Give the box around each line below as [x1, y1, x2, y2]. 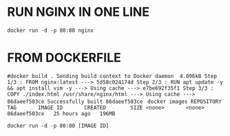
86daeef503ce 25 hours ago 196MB [7, 110, 116, 117]
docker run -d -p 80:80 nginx [7, 27, 94, 34]
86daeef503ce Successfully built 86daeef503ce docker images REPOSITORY [7, 98, 222, 105]
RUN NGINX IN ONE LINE [7, 4, 150, 20]
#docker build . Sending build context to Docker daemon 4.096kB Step [7, 72, 217, 79]
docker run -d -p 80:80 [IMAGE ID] [7, 122, 109, 129]
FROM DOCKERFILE [7, 50, 122, 66]
